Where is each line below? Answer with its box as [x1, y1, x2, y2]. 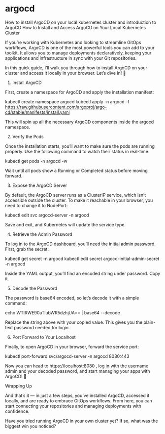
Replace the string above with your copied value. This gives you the [5, 319, 143, 325]
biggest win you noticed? [5, 423, 56, 429]
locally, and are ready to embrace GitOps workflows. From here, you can [5, 397, 153, 403]
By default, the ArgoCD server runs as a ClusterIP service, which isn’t [5, 192, 146, 198]
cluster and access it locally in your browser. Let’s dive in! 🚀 [5, 70, 126, 76]
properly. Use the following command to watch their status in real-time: [5, 148, 150, 154]
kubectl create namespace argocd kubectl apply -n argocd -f [5, 98, 130, 104]
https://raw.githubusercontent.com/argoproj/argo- [5, 104, 107, 110]
